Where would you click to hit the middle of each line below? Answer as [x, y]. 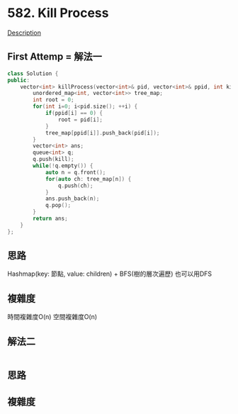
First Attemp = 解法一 [55, 57]
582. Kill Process [58, 13]
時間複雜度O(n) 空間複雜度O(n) [52, 317]
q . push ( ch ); [75, 186]
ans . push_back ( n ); [72, 199]
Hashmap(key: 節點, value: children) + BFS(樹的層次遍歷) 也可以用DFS [110, 274]
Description [24, 33]
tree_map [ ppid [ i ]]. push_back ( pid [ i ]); [102, 133]
